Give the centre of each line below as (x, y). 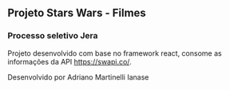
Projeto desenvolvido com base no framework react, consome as (115, 53)
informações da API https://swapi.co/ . (70, 61)
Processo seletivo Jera (53, 36)
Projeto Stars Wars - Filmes (77, 13)
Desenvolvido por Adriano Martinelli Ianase (78, 77)
